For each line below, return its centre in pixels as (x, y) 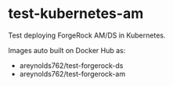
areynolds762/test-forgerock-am (72, 73)
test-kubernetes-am (76, 14)
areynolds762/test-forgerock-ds (71, 65)
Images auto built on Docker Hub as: (67, 50)
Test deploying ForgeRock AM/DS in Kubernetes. (87, 35)
